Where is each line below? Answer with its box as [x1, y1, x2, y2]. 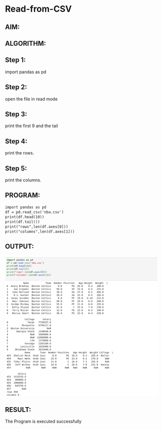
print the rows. [5, 150, 34, 156]
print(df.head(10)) [5, 214, 45, 219]
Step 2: [5, 83, 28, 91]
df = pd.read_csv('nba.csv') [5, 210, 64, 214]
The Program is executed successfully [5, 418, 81, 425]
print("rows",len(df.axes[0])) [5, 224, 68, 229]
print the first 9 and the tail [5, 123, 58, 129]
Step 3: [5, 110, 28, 118]
